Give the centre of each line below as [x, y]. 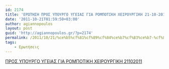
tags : [11, 42]
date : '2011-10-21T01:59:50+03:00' [43, 19]
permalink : [17, 38]
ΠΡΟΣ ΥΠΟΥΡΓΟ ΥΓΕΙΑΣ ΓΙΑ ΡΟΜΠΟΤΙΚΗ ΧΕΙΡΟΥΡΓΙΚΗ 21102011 [74, 61]
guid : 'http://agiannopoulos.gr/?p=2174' [49, 33]
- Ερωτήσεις [27, 47]
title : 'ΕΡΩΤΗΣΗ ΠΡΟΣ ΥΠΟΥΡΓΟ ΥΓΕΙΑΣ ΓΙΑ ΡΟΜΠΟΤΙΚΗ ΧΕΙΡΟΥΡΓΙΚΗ [74, 14]
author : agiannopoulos [29, 24]
